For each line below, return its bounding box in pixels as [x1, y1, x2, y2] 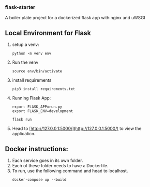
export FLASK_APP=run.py [12, 104, 62, 110]
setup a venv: [12, 42, 40, 47]
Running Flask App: [12, 95, 51, 101]
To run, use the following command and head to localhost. [12, 168, 128, 173]
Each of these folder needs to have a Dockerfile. [12, 162, 109, 168]
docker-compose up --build [12, 177, 67, 182]
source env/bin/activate [12, 69, 62, 74]
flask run [12, 117, 32, 122]
